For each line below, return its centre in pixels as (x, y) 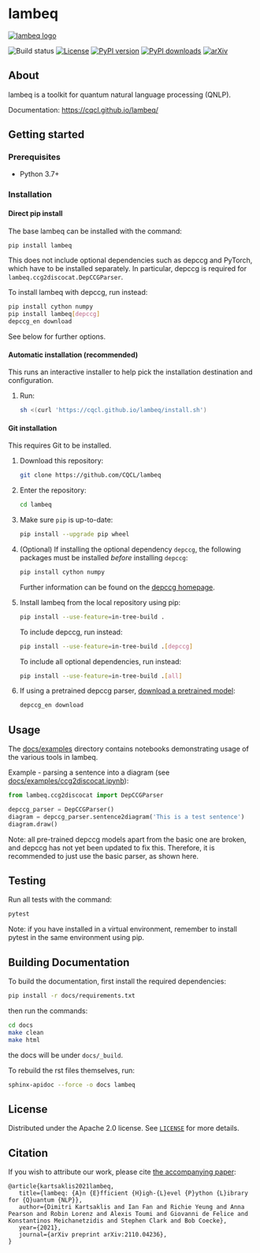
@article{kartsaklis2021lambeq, (61, 1187)
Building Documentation (69, 962)
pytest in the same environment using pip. (76, 938)
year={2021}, (40, 1228)
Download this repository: (61, 461)
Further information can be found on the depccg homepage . (117, 587)
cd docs (21, 1025)
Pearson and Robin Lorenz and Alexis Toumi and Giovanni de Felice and (128, 1214)
